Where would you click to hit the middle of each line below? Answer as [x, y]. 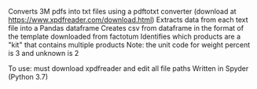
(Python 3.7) [28, 77]
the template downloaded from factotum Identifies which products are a [125, 36]
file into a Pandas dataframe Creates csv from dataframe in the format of [126, 28]
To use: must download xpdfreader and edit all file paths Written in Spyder [128, 69]
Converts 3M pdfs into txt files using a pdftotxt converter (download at [123, 11]
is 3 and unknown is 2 [44, 53]
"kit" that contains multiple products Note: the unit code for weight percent [129, 45]
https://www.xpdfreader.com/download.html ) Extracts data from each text [128, 20]
